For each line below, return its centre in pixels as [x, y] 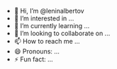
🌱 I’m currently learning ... [52, 26]
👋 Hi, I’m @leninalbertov [49, 11]
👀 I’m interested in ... [44, 18]
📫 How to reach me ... [47, 41]
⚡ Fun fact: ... [33, 59]
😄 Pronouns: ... [37, 51]
